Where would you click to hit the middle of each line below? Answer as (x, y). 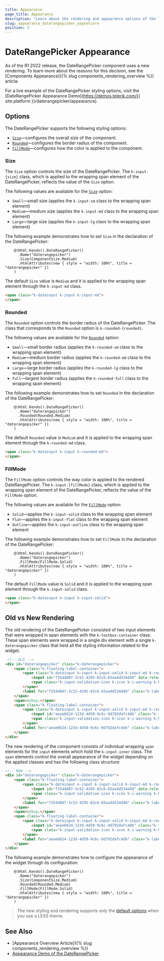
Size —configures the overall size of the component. (64, 138)
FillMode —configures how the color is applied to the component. (77, 148)
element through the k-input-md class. (43, 286)
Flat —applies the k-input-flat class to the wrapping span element (80, 519)
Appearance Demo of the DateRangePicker (55, 954)
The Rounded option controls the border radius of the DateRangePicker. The (80, 323)
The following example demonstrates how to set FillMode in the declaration (81, 539)
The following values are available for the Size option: (59, 191)
